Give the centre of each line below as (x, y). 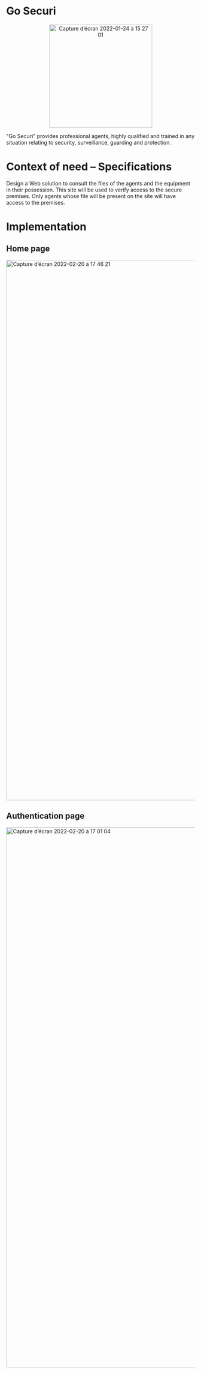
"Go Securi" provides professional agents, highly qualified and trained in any (100, 136)
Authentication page (45, 816)
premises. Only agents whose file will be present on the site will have (91, 196)
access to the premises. (36, 202)
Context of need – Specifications (89, 167)
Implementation (46, 227)
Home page (28, 249)
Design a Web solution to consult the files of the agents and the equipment (98, 183)
